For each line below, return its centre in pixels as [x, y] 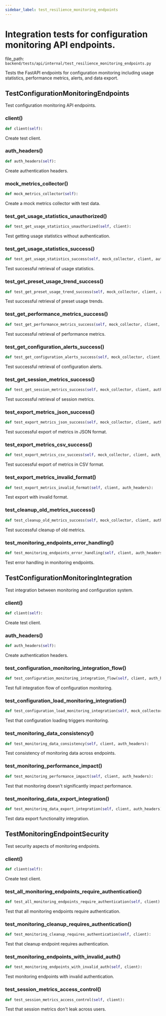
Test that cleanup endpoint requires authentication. [57, 944]
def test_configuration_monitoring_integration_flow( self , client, [76, 678]
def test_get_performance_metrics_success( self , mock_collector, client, [83, 324]
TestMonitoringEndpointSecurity [57, 834]
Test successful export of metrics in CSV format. [55, 464]
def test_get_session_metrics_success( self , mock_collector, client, [78, 390]
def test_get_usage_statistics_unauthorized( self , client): [68, 226]
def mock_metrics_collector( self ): [42, 194]
